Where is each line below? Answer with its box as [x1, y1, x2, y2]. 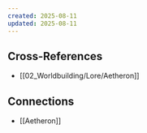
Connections [7, 94, 75, 108]
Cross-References [7, 49, 103, 63]
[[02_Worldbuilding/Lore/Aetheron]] [19, 71, 140, 81]
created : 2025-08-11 [7, 11, 78, 20]
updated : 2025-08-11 [7, 19, 78, 28]
